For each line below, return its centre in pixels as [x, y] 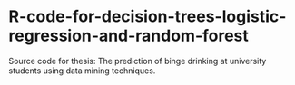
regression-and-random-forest [128, 36]
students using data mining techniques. [82, 71]
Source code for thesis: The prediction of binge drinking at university [138, 61]
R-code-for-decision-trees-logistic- [147, 17]
